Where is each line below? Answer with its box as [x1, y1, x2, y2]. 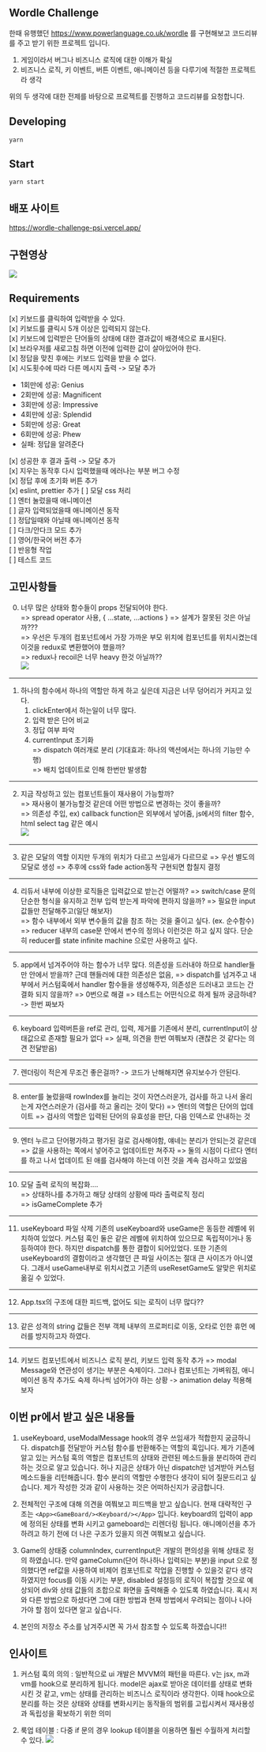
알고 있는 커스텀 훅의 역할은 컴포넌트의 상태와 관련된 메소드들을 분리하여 [20, 1452, 242, 1462]
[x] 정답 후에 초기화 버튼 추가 [9, 476, 98, 485]
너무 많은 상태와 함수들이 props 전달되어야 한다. [20, 602, 168, 612]
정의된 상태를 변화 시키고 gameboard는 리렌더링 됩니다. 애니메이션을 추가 [28, 1519, 256, 1528]
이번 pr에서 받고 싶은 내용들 [9, 1411, 135, 1424]
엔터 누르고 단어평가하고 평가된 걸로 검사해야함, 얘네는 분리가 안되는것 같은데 [20, 1136, 257, 1145]
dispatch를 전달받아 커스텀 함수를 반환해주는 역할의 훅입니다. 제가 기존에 [31, 1442, 255, 1452]
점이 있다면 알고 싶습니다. [43, 1604, 122, 1614]
